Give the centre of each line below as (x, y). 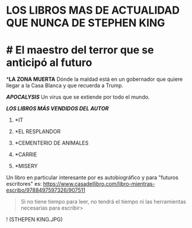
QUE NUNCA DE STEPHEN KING (86, 23)
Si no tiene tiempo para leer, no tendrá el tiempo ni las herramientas (103, 202)
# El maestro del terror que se (80, 50)
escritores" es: (24, 184)
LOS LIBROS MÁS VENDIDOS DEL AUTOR (57, 109)
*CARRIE (26, 154)
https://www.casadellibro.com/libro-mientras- (99, 184)
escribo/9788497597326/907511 (46, 190)
